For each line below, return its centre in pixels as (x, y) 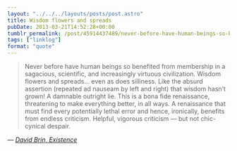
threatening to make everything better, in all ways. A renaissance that (125, 104)
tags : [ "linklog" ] (34, 40)
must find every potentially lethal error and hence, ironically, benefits (124, 111)
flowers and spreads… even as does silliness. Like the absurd (114, 81)
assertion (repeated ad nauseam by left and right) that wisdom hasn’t (125, 89)
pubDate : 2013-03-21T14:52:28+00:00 (61, 27)
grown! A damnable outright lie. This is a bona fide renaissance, (117, 96)
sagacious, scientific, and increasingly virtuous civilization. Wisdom (123, 74)
